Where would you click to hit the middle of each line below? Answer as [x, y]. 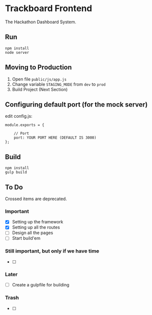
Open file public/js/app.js [39, 79]
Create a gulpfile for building [41, 285]
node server [17, 52]
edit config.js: [19, 116]
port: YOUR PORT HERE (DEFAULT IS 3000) [55, 138]
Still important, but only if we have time [52, 251]
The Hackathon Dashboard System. [41, 22]
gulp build [16, 173]
